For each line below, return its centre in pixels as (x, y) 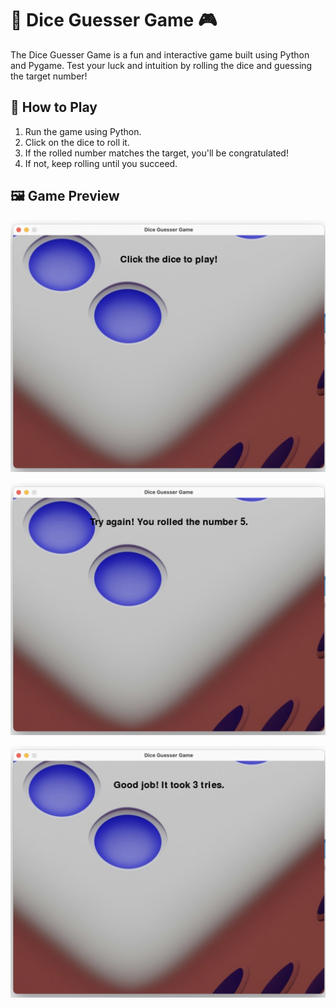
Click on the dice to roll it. (77, 142)
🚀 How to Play (54, 107)
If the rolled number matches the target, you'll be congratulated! (156, 153)
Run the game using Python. (83, 131)
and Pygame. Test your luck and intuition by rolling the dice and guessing (161, 65)
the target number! (49, 76)
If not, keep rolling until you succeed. (101, 163)
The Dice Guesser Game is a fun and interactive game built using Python (160, 54)
